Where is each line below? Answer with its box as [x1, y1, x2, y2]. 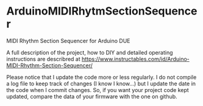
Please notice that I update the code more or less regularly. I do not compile [6, 73, 197, 81]
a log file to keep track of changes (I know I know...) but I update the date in [6, 80, 196, 87]
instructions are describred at [6, 55, 80, 62]
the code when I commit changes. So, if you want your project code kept [6, 86, 189, 93]
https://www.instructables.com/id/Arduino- [81, 55, 190, 62]
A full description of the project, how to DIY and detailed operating [6, 48, 173, 56]
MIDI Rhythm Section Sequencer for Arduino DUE [6, 37, 130, 44]
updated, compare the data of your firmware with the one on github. [6, 93, 178, 100]
